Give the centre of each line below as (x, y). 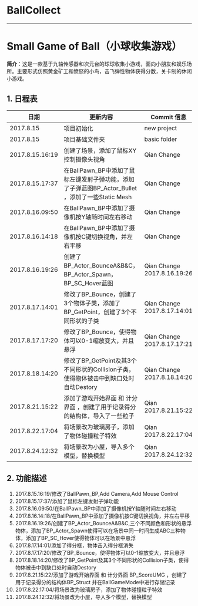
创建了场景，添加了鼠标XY (100, 150)
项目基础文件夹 (84, 139)
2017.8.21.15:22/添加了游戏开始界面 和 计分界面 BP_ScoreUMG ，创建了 (101, 575)
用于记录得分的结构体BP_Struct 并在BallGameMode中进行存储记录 (95, 582)
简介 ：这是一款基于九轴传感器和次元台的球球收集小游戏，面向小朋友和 (92, 64)
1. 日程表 (22, 99)
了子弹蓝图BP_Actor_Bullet (100, 188)
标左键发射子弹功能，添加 (99, 179)
